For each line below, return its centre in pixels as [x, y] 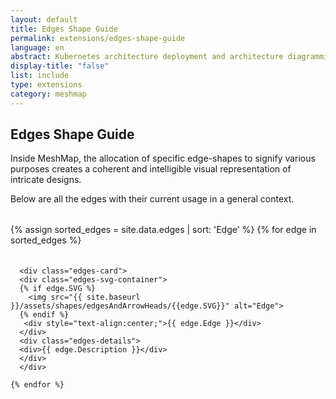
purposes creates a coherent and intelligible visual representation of [151, 169]
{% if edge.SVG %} [58, 289]
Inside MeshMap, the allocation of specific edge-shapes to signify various [163, 158]
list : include [40, 76]
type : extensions [46, 85]
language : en [37, 47]
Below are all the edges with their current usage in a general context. [152, 199]
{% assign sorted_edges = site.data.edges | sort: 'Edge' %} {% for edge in [163, 230]
